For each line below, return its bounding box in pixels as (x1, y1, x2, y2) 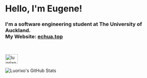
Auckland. (5, 27, 31, 34)
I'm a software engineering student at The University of (5, 21, 143, 28)
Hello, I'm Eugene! (5, 3, 82, 14)
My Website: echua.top (5, 33, 63, 40)
